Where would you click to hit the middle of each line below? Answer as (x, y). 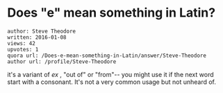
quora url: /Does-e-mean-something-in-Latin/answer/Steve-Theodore (107, 56)
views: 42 (22, 43)
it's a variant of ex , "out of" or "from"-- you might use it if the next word (110, 74)
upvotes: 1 (23, 49)
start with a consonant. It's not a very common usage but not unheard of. (112, 82)
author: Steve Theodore (42, 31)
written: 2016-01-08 (37, 37)
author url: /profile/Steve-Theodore (62, 61)
